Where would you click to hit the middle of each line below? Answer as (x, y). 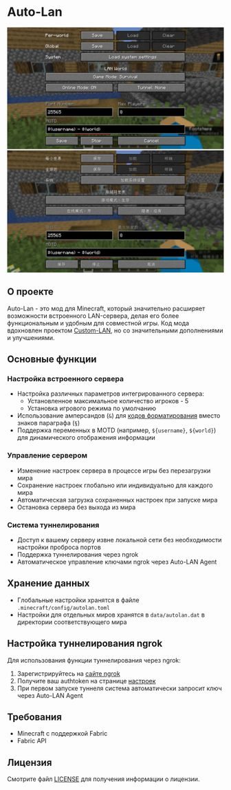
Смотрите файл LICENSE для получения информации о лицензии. (103, 779)
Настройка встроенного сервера (65, 379)
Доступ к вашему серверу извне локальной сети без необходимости (119, 540)
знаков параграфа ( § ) (48, 423)
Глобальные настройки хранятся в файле (78, 600)
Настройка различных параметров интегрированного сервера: (110, 394)
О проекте (30, 292)
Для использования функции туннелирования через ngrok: (94, 660)
